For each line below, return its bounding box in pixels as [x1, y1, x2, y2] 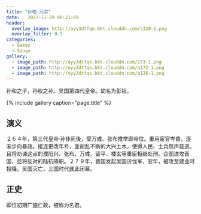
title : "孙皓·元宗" [6, 8, 51, 15]
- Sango [11, 48, 31, 54]
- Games [11, 43, 31, 49]
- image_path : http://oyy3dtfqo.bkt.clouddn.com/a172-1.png [11, 64, 165, 71]
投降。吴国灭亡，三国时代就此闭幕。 [6, 165, 96, 173]
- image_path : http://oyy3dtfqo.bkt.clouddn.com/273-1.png [11, 59, 162, 65]
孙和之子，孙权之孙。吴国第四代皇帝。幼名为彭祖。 [6, 88, 132, 95]
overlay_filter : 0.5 [11, 31, 63, 37]
